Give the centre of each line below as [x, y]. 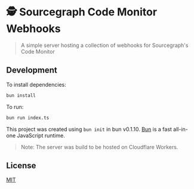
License [21, 166]
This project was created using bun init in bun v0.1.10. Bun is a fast [89, 129]
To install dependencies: [36, 84]
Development [32, 70]
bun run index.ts [28, 118]
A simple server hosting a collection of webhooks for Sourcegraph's [104, 45]
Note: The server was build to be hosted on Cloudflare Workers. [99, 147]
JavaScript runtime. [41, 136]
